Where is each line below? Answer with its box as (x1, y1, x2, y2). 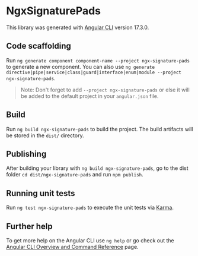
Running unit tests (6, 188, 75, 198)
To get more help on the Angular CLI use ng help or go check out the (6, 237, 174, 244)
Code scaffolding (6, 41, 71, 51)
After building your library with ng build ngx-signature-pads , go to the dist (6, 165, 189, 172)
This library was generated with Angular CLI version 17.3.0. (6, 24, 149, 31)
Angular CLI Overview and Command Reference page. (6, 244, 139, 250)
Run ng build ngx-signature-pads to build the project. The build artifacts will (6, 125, 193, 132)
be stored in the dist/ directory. (6, 132, 84, 139)
